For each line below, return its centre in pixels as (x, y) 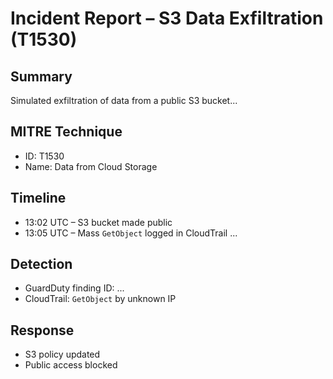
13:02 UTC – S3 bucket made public (98, 222)
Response (42, 330)
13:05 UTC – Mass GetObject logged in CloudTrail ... (131, 233)
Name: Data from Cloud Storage (91, 166)
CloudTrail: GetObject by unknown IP (100, 299)
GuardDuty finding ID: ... (74, 288)
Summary (41, 76)
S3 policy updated (62, 354)
